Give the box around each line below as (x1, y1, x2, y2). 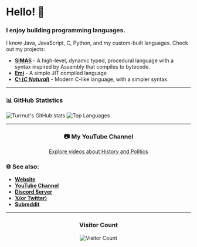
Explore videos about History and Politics (49, 148, 148, 155)
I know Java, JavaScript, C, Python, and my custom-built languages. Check (6, 39, 189, 46)
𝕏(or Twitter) (14, 195, 47, 202)
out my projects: (6, 46, 46, 53)
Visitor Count (79, 221, 118, 229)
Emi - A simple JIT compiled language (14, 70, 107, 77)
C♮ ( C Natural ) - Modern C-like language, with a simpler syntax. (14, 76, 169, 83)
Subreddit (14, 201, 40, 208)
